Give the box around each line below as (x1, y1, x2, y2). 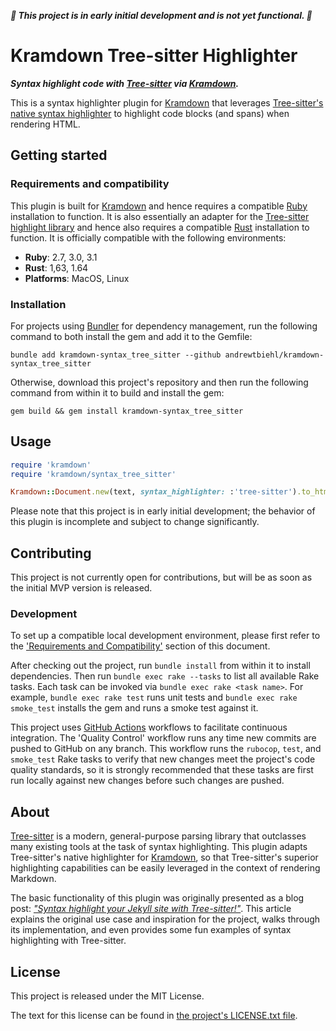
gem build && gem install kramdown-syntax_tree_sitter (10, 406, 244, 416)
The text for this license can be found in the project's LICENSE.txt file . (10, 1010, 298, 1022)
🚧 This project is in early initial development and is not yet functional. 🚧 (10, 10, 313, 21)
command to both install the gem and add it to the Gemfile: (10, 330, 253, 342)
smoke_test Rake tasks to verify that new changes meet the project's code (10, 753, 316, 765)
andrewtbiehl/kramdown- (224, 350, 325, 360)
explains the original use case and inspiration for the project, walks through (10, 913, 321, 925)
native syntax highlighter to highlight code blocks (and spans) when (10, 107, 290, 119)
